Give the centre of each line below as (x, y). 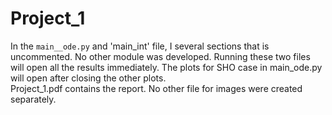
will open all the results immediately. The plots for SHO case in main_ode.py (166, 67)
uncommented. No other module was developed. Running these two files (160, 56)
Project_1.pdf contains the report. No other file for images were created (156, 88)
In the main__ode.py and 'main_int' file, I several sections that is (140, 46)
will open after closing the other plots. (88, 78)
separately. (33, 99)
